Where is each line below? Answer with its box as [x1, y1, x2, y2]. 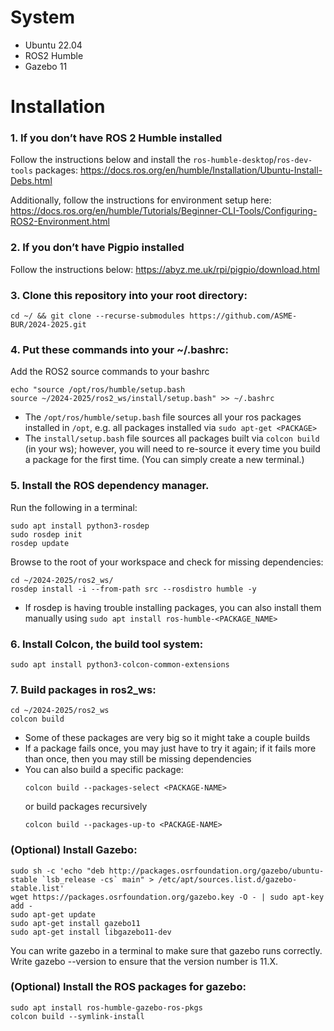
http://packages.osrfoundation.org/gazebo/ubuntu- [108, 866, 325, 876]
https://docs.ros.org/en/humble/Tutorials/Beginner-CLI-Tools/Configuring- [10, 205, 318, 217]
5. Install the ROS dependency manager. [10, 479, 210, 493]
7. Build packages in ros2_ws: [10, 682, 157, 696]
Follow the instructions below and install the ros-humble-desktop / [10, 154, 277, 166]
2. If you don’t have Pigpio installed [10, 241, 185, 255]
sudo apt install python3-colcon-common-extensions [10, 659, 230, 670]
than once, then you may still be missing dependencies [24, 753, 252, 765]
